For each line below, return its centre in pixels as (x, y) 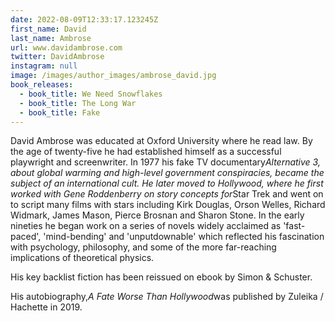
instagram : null (44, 66)
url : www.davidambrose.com (66, 47)
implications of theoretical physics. (82, 258)
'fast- (294, 226)
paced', (26, 237)
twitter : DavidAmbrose (57, 57)
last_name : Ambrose (51, 38)
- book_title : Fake (60, 112)
